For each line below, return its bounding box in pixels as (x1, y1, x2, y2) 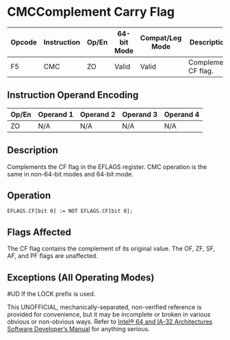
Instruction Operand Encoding (7, 90, 139, 101)
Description (7, 144, 58, 156)
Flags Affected (7, 226, 72, 238)
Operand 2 (79, 109, 116, 119)
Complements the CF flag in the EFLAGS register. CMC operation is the (7, 162, 207, 171)
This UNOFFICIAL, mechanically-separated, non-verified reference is (7, 303, 202, 311)
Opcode (10, 37, 38, 47)
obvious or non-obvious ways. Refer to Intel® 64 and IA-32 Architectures (7, 317, 213, 326)
